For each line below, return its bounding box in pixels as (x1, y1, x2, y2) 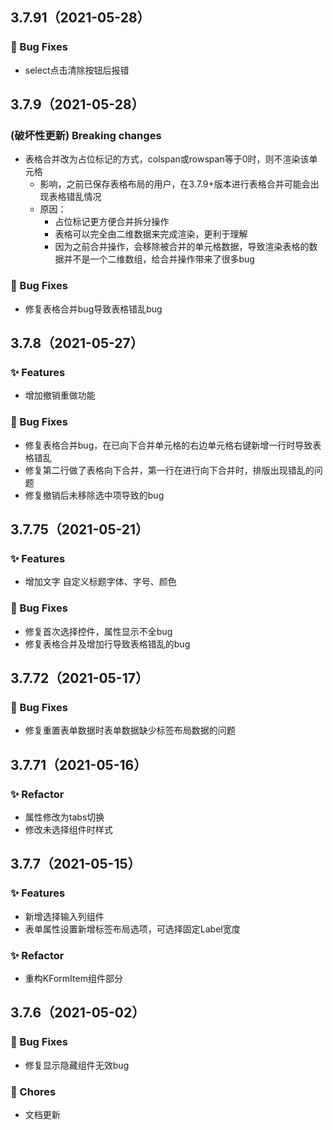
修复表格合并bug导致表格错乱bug (24, 303, 163, 315)
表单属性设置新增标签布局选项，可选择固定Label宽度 (24, 923, 241, 935)
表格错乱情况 (48, 191, 102, 203)
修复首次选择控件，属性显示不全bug (24, 625, 173, 637)
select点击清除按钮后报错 (24, 64, 130, 76)
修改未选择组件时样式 (24, 824, 113, 836)
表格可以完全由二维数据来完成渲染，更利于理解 (54, 228, 248, 240)
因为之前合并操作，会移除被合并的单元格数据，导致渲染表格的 (54, 241, 310, 253)
